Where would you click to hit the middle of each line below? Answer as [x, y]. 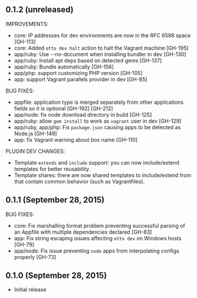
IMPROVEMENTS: [27, 24]
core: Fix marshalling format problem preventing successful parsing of [99, 225]
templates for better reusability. [52, 169]
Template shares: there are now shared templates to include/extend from [103, 175]
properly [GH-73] [35, 257]
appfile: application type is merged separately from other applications [99, 102]
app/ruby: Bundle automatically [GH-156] [64, 67]
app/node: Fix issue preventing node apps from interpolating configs [96, 251]
